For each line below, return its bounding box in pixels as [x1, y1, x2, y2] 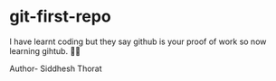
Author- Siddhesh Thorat [9, 63, 102, 74]
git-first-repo [9, 6, 111, 27]
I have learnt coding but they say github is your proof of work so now [9, 36, 267, 47]
